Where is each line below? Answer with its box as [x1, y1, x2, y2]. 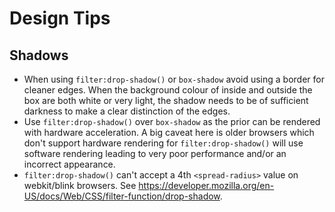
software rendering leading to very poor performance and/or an [23, 148, 287, 159]
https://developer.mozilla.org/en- [138, 180, 275, 191]
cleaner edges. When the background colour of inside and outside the [23, 84, 313, 96]
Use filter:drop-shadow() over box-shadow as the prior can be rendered [23, 116, 321, 127]
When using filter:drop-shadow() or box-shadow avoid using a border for [23, 73, 325, 85]
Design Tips [9, 7, 111, 30]
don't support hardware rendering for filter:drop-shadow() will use [23, 137, 304, 149]
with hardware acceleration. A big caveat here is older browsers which [23, 127, 315, 138]
